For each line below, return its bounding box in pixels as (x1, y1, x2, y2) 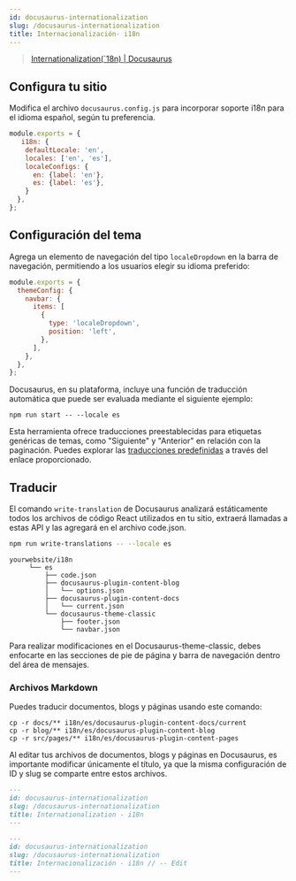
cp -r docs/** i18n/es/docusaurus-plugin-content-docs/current (9, 718, 247, 728)
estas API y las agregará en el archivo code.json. (9, 523, 187, 533)
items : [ (32, 303, 65, 311)
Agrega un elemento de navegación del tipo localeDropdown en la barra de (9, 251, 278, 262)
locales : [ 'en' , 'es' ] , (25, 154, 113, 163)
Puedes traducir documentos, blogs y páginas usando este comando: (9, 701, 262, 712)
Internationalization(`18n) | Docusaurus (30, 54, 172, 65)
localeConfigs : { (25, 162, 89, 171)
